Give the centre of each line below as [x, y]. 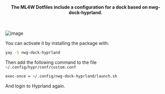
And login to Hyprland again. [35, 86]
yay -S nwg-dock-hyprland [33, 53]
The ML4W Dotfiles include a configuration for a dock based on [79, 7]
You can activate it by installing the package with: [57, 43]
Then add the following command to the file [51, 62]
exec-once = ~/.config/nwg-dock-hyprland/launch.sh [61, 76]
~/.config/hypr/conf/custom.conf [41, 67]
